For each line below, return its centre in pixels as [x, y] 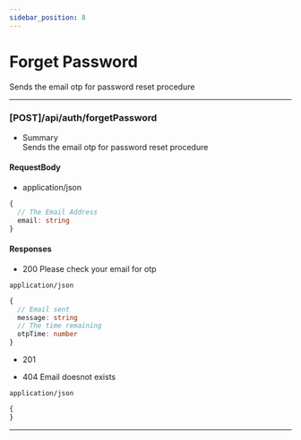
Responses [30, 249]
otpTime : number [47, 334]
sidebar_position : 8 [48, 17]
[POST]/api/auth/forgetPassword [83, 118]
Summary [40, 137]
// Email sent [43, 309]
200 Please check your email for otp [89, 268]
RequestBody [35, 167]
